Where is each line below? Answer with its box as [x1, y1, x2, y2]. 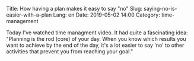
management [6, 18, 39, 24]
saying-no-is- [143, 5, 177, 12]
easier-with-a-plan [6, 11, 52, 18]
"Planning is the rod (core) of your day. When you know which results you [6, 36, 186, 42]
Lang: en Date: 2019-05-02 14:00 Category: [53, 11, 160, 18]
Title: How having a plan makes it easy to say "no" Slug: [6, 5, 142, 12]
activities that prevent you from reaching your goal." [6, 48, 133, 55]
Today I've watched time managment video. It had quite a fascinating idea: [6, 29, 188, 36]
